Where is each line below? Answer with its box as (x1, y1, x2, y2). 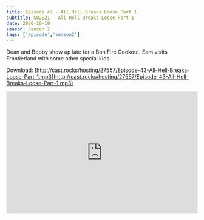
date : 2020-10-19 (6, 20, 50, 26)
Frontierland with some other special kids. (6, 55, 111, 62)
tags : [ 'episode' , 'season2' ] (6, 32, 80, 38)
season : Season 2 (6, 26, 50, 32)
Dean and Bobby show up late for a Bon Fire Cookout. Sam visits (6, 48, 168, 55)
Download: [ (6, 66, 37, 74)
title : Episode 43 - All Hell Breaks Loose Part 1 (6, 9, 137, 15)
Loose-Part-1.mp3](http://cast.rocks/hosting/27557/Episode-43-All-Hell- (6, 73, 189, 80)
